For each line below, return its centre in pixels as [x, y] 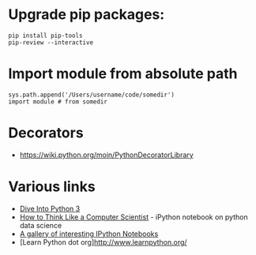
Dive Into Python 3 [50, 208]
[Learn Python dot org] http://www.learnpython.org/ [103, 242]
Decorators [46, 133]
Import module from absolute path [123, 74]
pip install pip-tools [45, 36]
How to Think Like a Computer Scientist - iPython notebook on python [134, 217]
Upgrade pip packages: [87, 15]
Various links [52, 186]
